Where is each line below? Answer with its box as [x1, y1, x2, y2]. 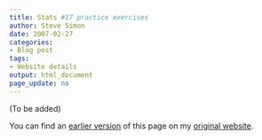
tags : [9, 54, 29, 63]
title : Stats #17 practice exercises [9, 12, 149, 22]
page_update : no [9, 79, 69, 88]
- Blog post [9, 46, 53, 55]
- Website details [9, 63, 77, 72]
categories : [9, 37, 53, 47]
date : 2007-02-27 [9, 29, 74, 38]
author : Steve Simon [9, 21, 86, 30]
